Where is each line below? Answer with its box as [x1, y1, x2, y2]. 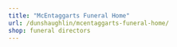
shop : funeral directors [8, 26, 91, 34]
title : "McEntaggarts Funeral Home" [8, 11, 130, 20]
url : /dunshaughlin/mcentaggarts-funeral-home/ [8, 19, 170, 27]
